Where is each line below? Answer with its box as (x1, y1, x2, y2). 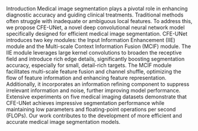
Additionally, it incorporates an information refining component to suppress (6, 81, 190, 88)
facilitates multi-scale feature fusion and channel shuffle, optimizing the (6, 68, 182, 75)
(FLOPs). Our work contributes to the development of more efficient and (6, 112, 182, 119)
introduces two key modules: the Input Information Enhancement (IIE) (6, 37, 176, 43)
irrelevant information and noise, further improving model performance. (6, 87, 181, 94)
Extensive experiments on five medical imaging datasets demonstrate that (6, 93, 187, 100)
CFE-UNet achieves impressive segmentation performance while (6, 100, 165, 106)
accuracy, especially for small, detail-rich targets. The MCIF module (6, 62, 172, 69)
